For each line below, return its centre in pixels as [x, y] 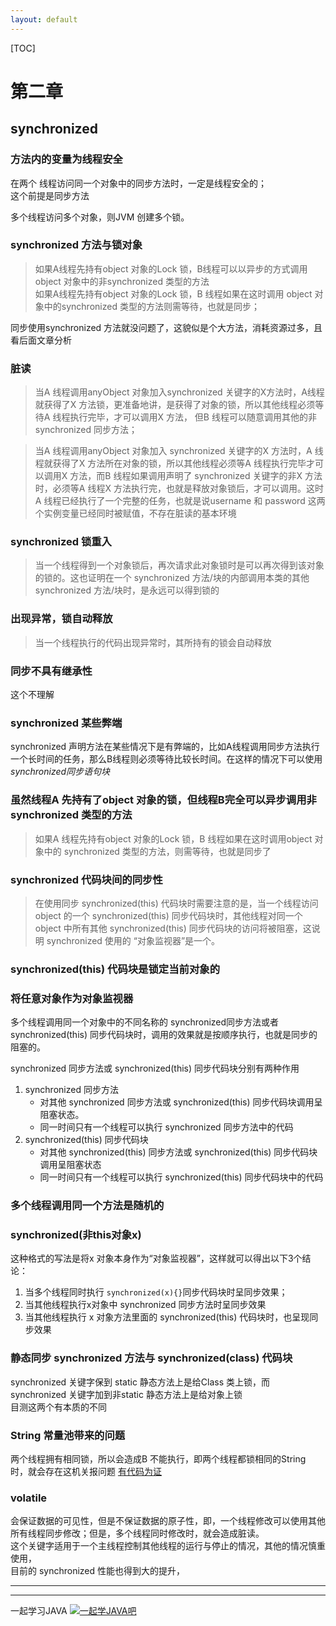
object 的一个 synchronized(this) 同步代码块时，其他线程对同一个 [168, 915]
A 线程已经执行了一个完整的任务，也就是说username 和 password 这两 [180, 501]
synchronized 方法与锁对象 [76, 245]
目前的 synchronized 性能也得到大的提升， [98, 1571]
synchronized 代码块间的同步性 [86, 879]
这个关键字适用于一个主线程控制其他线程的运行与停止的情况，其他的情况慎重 [168, 1546]
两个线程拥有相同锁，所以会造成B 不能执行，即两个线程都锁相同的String [158, 1458]
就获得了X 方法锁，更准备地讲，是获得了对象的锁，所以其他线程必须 [175, 405]
